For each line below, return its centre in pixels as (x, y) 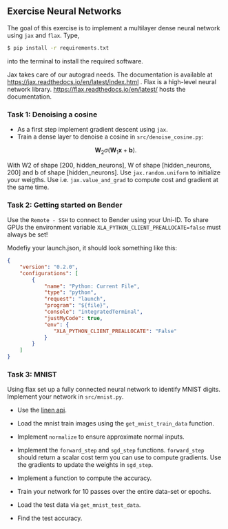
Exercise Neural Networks (64, 11)
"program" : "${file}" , (76, 306)
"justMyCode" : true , (73, 318)
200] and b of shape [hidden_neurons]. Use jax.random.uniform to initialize (114, 172)
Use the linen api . (42, 410)
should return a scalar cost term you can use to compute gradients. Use (119, 457)
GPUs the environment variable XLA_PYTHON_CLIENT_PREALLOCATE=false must (114, 228)
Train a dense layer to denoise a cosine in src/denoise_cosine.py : (110, 137)
